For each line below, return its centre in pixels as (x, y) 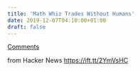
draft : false (27, 27)
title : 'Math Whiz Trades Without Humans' (71, 14)
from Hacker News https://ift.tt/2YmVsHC (68, 60)
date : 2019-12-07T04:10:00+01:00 (57, 20)
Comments (23, 47)
